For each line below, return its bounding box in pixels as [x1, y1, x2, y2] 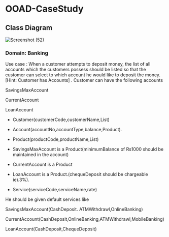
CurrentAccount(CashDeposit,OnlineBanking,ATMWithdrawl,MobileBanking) [5, 216, 165, 222]
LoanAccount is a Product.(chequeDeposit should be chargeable [12, 171, 148, 177]
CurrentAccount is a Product [12, 161, 73, 168]
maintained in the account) [12, 152, 69, 158]
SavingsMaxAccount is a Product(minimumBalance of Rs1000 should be [12, 146, 164, 153]
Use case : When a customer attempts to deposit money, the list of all [5, 61, 151, 67]
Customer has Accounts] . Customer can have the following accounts [17, 77, 163, 83]
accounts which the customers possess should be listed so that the [5, 67, 146, 73]
